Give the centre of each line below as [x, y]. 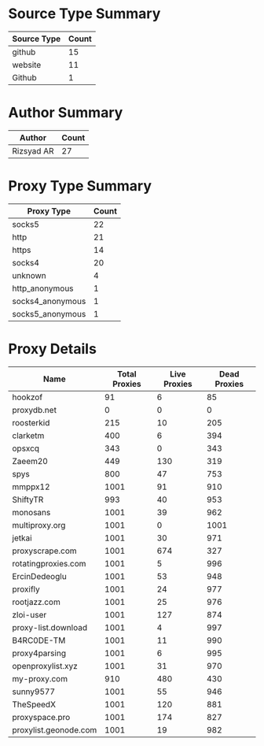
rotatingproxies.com [49, 563]
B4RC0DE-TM [39, 640]
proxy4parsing [39, 653]
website [27, 65]
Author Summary [66, 113]
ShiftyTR [28, 499]
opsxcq [26, 448]
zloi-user [29, 614]
